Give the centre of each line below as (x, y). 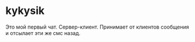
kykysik (25, 11)
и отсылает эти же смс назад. (43, 33)
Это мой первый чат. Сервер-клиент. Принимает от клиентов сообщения (97, 27)
